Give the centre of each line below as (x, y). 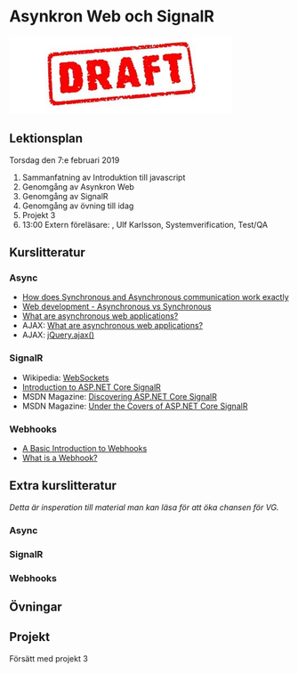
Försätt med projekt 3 (49, 658)
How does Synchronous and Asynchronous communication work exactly (155, 297)
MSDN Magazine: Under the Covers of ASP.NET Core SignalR (135, 406)
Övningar (36, 607)
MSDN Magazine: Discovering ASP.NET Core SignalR (120, 396)
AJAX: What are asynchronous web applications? (113, 326)
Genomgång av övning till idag (78, 206)
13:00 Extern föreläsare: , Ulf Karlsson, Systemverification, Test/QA (145, 224)
